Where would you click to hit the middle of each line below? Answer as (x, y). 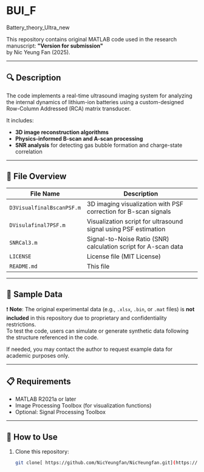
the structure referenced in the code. (53, 337)
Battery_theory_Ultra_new (38, 27)
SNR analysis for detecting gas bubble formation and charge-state (99, 145)
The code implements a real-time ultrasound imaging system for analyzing (99, 96)
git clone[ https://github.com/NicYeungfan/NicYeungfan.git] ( (95, 463)
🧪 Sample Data (34, 294)
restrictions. (21, 325)
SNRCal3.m (23, 242)
